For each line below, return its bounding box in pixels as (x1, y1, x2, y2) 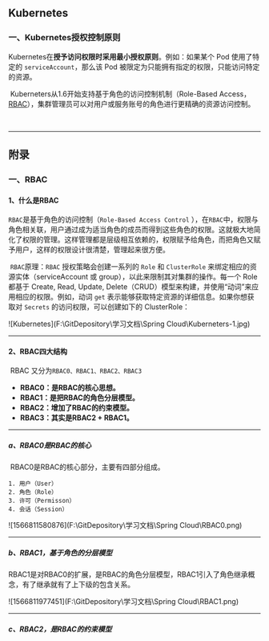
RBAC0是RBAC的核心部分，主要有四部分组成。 (10, 462, 165, 472)
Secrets (23, 304, 50, 312)
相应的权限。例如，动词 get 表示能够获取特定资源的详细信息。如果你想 (14, 292, 248, 302)
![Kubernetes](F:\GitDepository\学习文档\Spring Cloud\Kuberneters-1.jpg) (8, 319, 251, 329)
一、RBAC (8, 174, 48, 185)
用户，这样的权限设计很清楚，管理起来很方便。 (14, 245, 170, 255)
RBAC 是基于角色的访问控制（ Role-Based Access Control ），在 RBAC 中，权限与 (8, 214, 259, 224)
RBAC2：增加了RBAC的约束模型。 (19, 403, 134, 413)
